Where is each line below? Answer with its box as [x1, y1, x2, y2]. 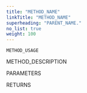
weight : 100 [6, 31, 36, 37]
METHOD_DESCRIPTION [6, 58, 67, 65]
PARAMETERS [6, 70, 41, 77]
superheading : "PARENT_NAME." [6, 20, 82, 26]
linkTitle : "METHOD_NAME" [6, 14, 71, 20]
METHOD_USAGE [6, 47, 39, 54]
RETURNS [6, 82, 31, 89]
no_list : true [6, 25, 42, 32]
